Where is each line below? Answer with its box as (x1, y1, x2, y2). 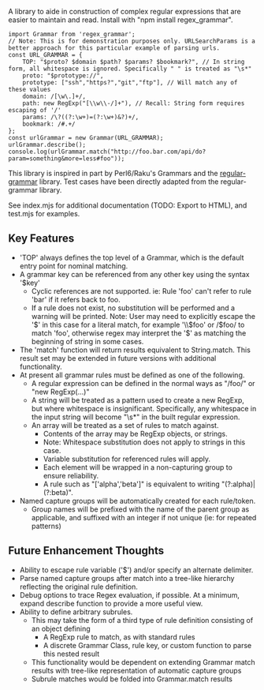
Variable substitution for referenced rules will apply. (43, 454, 211, 463)
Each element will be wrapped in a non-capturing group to (43, 462, 232, 472)
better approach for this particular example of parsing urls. (8, 44, 221, 52)
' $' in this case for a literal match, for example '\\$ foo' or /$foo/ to (31, 320, 245, 329)
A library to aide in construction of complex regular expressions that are (8, 7, 242, 16)
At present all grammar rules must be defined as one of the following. (19, 370, 245, 380)
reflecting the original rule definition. (19, 582, 138, 591)
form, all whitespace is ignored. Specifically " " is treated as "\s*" (8, 65, 252, 73)
